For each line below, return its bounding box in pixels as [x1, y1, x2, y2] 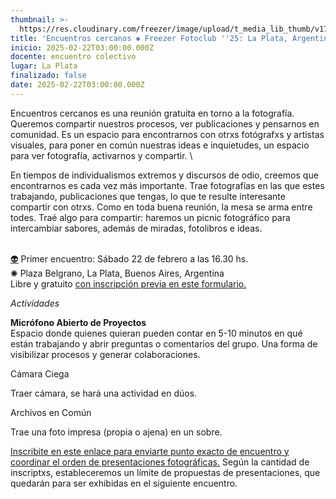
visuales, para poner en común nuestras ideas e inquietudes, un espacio [10, 139, 310, 151]
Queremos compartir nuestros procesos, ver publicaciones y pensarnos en [10, 117, 320, 130]
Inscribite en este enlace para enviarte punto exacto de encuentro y [10, 445, 290, 457]
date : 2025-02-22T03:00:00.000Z [10, 80, 145, 90]
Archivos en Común [10, 406, 92, 418]
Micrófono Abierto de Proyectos [10, 316, 147, 328]
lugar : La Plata [10, 61, 78, 71]
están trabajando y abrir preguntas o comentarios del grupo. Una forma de [10, 337, 318, 350]
